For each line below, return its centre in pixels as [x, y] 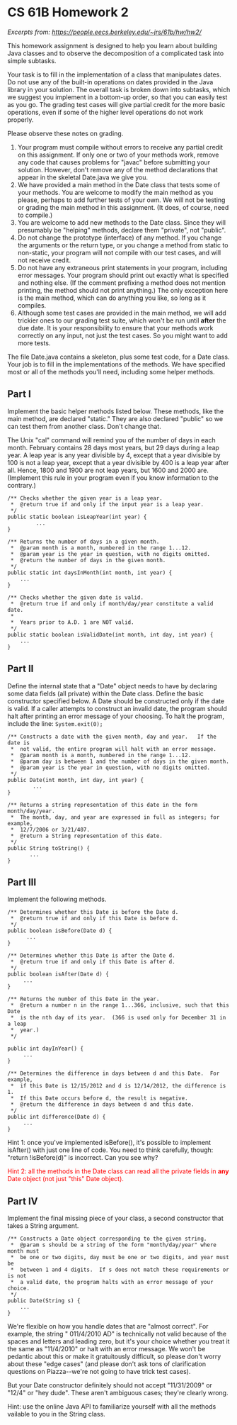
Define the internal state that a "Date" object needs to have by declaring [112, 686]
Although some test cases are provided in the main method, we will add [122, 313]
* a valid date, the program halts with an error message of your [112, 1282]
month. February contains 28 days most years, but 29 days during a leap [113, 447]
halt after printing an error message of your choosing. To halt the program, [116, 716]
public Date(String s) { [44, 1301]
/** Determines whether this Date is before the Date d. [93, 912]
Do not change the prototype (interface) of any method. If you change [120, 238]
